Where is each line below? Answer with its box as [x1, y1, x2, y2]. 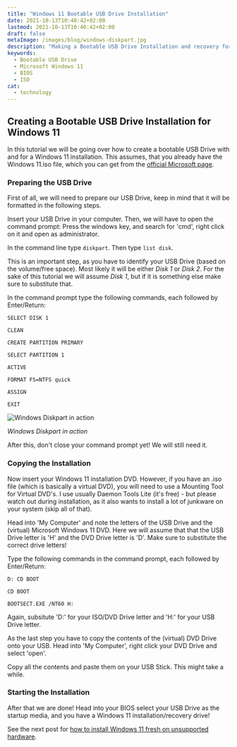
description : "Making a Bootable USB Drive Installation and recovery [7, 43, 219, 50]
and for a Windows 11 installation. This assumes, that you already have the [7, 153, 223, 161]
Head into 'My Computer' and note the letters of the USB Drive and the [7, 518, 213, 527]
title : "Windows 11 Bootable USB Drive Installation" [7, 10, 169, 18]
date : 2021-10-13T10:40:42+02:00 [7, 17, 106, 24]
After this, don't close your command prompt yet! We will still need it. [7, 441, 208, 449]
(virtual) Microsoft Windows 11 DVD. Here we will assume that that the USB [7, 525, 224, 534]
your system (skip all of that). [7, 504, 92, 513]
